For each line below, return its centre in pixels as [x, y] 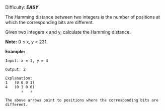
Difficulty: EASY [22, 7]
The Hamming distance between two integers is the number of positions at [82, 17]
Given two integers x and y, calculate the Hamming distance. [68, 32]
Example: [15, 51]
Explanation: [19, 78]
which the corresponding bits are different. [50, 22]
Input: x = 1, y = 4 [27, 61]
